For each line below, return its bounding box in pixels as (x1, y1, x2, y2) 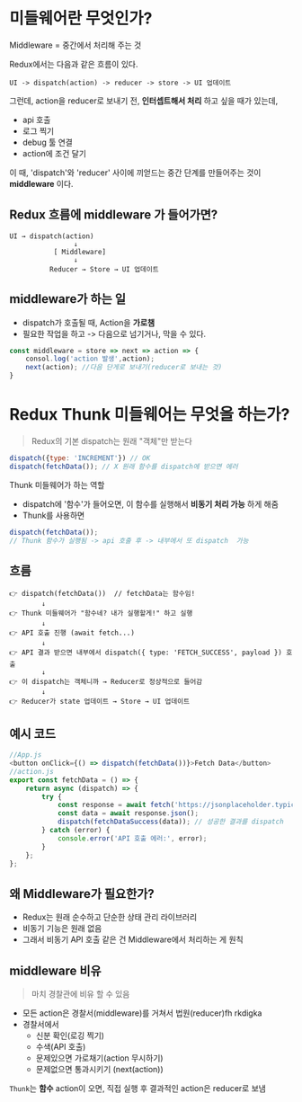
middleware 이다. (9, 178, 74, 189)
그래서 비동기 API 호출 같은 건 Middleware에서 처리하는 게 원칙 (22, 934, 244, 945)
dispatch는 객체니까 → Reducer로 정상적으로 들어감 (31, 678, 203, 687)
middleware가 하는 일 (9, 291, 127, 307)
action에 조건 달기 (22, 147, 87, 158)
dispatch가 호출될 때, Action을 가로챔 (22, 316, 155, 328)
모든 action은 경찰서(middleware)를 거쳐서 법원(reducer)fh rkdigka (22, 1008, 262, 1018)
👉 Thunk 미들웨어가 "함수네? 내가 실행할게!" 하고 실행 (9, 609, 193, 618)
